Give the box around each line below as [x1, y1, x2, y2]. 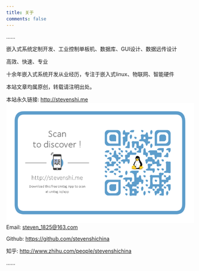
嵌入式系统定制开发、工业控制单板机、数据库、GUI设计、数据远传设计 [6, 45, 178, 52]
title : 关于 [6, 10, 34, 15]
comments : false [6, 15, 46, 22]
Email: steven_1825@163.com [6, 223, 79, 231]
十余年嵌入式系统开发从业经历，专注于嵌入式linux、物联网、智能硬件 [6, 70, 175, 77]
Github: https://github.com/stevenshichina [6, 235, 110, 242]
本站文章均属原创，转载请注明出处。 [6, 83, 95, 90]
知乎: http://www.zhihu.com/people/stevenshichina [6, 247, 132, 255]
